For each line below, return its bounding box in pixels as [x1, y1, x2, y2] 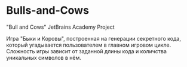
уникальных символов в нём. [6, 54, 82, 61]
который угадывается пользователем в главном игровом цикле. [6, 41, 171, 48]
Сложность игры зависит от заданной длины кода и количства [6, 47, 167, 54]
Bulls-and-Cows [6, 4, 90, 17]
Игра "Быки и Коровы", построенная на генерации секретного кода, [6, 35, 181, 42]
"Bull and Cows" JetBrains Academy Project [6, 23, 115, 31]
